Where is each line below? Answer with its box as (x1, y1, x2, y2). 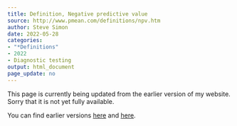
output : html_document (7, 63, 75, 70)
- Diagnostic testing (7, 57, 72, 64)
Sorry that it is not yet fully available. (7, 97, 115, 105)
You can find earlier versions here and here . (7, 111, 137, 120)
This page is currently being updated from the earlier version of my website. (7, 90, 231, 98)
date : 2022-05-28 (7, 30, 59, 38)
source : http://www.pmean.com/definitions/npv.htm (7, 17, 161, 24)
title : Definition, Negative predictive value (7, 10, 148, 18)
